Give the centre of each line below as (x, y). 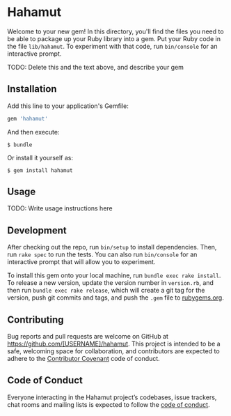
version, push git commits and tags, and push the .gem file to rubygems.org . (116, 298)
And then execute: (33, 132)
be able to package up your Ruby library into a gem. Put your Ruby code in (114, 38)
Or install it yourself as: (40, 157)
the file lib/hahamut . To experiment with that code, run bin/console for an (112, 46)
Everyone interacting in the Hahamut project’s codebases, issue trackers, (112, 397)
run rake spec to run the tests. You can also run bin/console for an (102, 254)
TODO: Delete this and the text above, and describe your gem (96, 67)
